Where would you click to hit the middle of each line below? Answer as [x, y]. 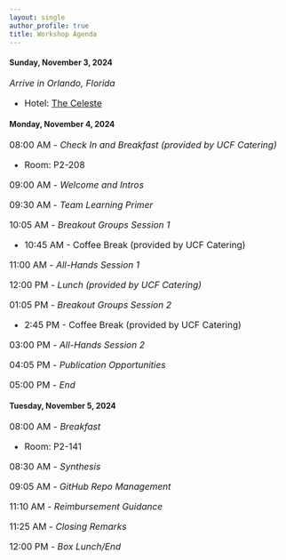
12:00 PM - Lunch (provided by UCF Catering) [106, 284]
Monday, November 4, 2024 [62, 124]
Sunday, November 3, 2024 [61, 62]
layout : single [37, 17]
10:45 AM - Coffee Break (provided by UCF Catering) [135, 244]
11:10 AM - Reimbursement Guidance [86, 506]
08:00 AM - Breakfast [55, 426]
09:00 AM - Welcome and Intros [77, 185]
